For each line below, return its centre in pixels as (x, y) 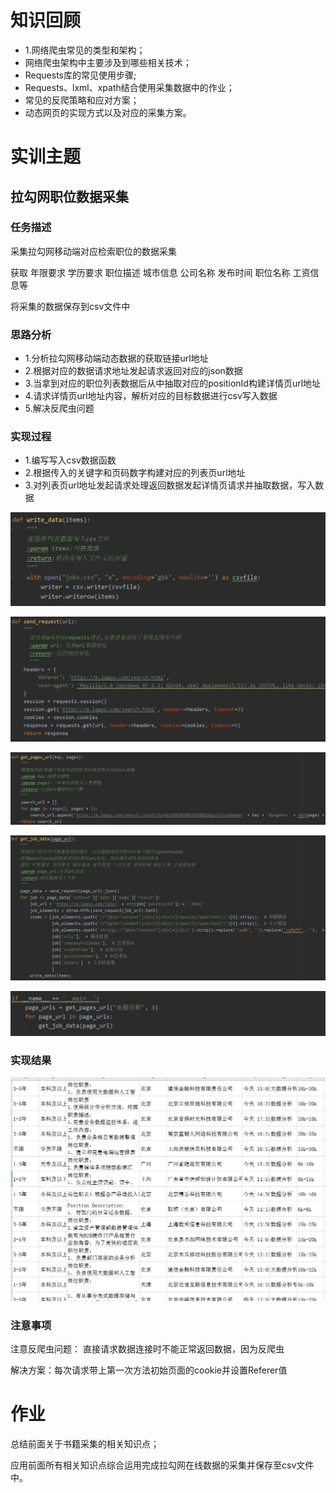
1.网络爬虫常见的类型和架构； (85, 50)
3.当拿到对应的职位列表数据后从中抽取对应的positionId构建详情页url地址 (173, 383)
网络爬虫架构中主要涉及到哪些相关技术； (108, 62)
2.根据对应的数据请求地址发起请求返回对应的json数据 (133, 371)
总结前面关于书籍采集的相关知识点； (85, 1444)
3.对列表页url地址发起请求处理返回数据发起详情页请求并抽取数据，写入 (170, 485)
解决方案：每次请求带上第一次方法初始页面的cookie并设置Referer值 (149, 1370)
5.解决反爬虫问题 (59, 408)
